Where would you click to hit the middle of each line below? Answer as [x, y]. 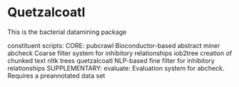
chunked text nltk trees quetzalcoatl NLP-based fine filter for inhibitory [111, 60]
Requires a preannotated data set [56, 76]
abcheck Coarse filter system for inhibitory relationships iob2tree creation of [120, 53]
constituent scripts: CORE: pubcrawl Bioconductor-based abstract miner [114, 45]
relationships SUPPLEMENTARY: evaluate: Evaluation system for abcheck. [116, 68]
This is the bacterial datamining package [67, 32]
